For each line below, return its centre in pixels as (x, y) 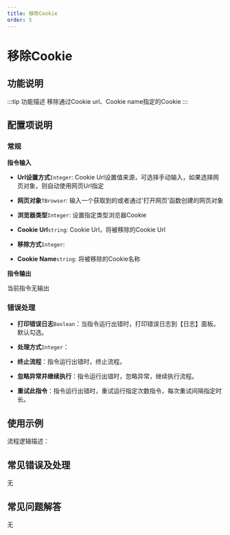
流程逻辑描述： (28, 441)
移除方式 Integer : (41, 244)
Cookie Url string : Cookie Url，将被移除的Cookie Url (91, 230)
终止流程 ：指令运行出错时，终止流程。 (71, 362)
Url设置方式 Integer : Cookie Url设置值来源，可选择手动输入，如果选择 (115, 177)
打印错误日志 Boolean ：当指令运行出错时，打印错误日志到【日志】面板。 (118, 324)
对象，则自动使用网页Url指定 (64, 186)
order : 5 (20, 20)
